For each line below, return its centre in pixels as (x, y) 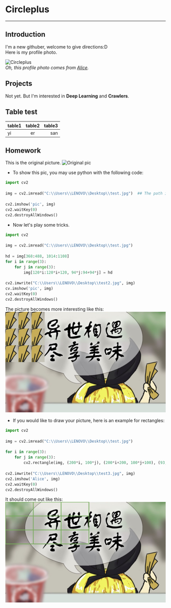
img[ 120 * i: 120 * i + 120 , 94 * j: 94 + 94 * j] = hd (68, 272)
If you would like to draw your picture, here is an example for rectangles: (89, 420)
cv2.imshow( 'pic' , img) (31, 204)
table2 (33, 126)
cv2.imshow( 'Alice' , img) (33, 479)
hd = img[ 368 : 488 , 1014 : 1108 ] (37, 256)
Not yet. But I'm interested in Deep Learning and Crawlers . (67, 96)
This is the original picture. (33, 163)
